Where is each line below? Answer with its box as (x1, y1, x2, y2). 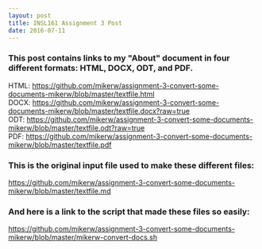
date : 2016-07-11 (8, 26, 66, 34)
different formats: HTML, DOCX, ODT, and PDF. (8, 63, 193, 74)
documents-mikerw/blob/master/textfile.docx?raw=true (8, 106, 191, 115)
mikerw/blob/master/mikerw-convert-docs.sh (8, 232, 157, 243)
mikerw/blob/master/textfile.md (8, 186, 111, 196)
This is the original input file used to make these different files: (8, 160, 255, 171)
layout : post (8, 11, 52, 20)
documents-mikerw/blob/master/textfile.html (8, 89, 155, 99)
